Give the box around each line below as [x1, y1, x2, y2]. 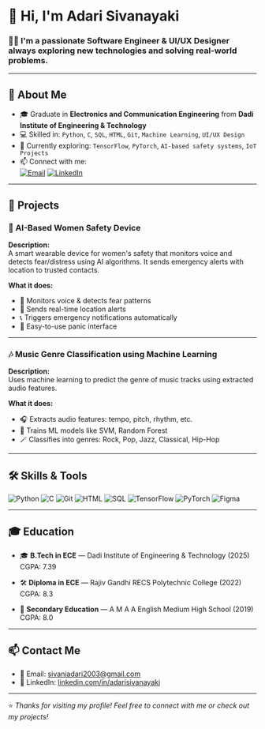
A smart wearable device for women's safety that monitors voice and [8, 248, 233, 257]
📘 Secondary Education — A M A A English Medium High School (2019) [19, 604, 254, 614]
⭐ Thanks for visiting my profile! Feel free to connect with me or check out [8, 701, 250, 710]
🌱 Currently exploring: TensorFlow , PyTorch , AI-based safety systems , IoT [19, 141, 257, 151]
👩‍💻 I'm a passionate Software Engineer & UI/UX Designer [8, 36, 230, 47]
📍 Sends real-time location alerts [19, 304, 126, 314]
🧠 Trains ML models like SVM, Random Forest [19, 426, 168, 435]
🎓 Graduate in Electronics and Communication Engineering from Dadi [19, 110, 254, 119]
